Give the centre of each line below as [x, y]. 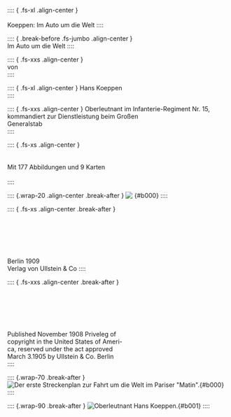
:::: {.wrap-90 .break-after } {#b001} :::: [108, 406]
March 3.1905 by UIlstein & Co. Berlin [61, 356]
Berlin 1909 [23, 261]
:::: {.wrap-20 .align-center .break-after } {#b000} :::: [87, 196]
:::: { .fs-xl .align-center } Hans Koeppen [65, 88]
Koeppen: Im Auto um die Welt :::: [55, 25]
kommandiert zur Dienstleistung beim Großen [73, 116]
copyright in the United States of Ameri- [65, 341]
